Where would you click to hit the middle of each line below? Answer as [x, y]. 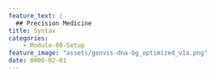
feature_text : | [36, 16]
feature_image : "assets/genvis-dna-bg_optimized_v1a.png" [108, 53]
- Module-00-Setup [54, 46]
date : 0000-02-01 [38, 61]
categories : [28, 38]
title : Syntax [32, 30]
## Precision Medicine [54, 23]
